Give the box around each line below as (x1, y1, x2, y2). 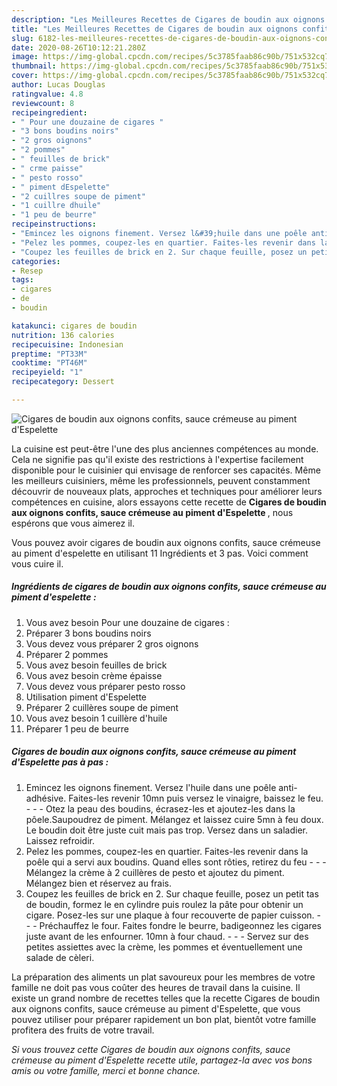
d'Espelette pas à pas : (11, 756, 109, 768)
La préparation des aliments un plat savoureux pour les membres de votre (11, 971, 316, 983)
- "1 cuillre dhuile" (11, 201, 102, 211)
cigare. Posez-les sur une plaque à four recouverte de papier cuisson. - (25, 909, 321, 921)
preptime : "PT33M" (11, 349, 88, 359)
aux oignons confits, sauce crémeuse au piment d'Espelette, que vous (11, 1002, 301, 1015)
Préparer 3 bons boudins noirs (25, 627, 152, 639)
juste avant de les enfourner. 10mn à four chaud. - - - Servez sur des (25, 930, 309, 942)
